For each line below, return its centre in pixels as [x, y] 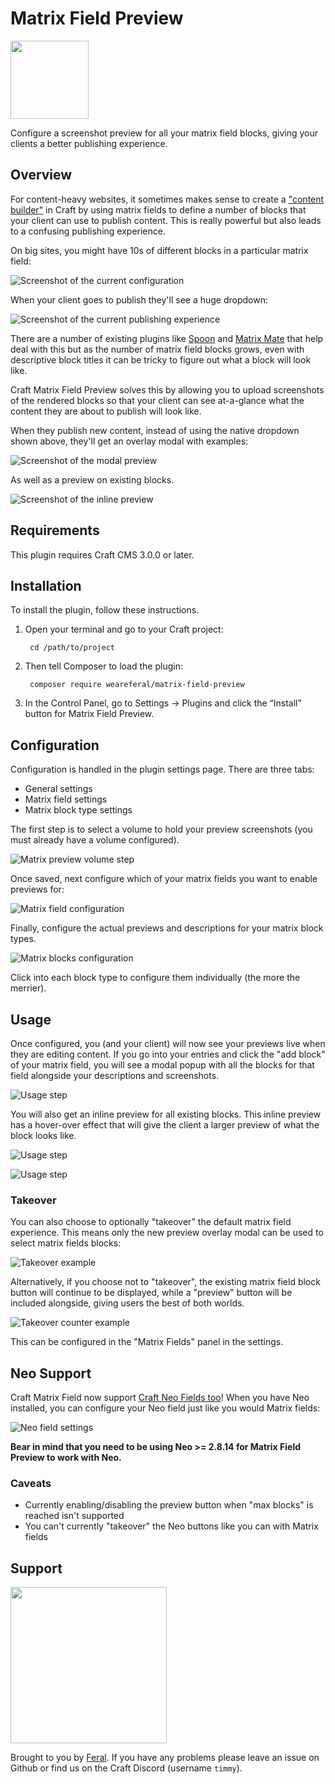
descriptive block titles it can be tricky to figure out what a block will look [161, 359]
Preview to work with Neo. [66, 1458]
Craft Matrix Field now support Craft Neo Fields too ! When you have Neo [160, 1398]
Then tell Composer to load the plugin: [103, 666]
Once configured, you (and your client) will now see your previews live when [168, 1043]
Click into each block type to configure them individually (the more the [155, 978]
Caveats [31, 1484]
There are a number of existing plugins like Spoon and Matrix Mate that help [167, 338]
